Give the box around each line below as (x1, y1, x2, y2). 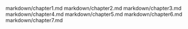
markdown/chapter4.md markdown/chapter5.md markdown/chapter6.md (5, 11, 183, 18)
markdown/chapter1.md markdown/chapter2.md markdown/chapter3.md (5, 5, 182, 11)
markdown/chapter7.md (5, 17, 63, 23)
